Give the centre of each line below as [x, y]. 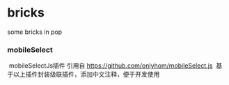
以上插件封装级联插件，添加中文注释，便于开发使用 [86, 75]
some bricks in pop [35, 32]
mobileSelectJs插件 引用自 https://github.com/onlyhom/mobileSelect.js [111, 66]
